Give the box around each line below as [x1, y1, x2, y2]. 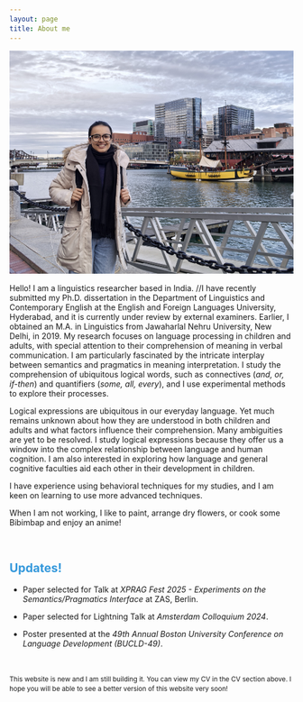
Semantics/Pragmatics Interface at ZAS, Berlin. [22, 594, 198, 605]
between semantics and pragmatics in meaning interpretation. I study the [9, 359, 281, 369]
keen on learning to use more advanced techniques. [9, 489, 203, 500]
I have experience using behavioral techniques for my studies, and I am [9, 480, 274, 491]
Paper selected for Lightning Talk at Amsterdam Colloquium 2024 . [22, 611, 269, 622]
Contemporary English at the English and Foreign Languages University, [9, 302, 277, 313]
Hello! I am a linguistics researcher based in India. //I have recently [9, 282, 257, 293]
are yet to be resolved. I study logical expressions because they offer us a [9, 433, 284, 445]
